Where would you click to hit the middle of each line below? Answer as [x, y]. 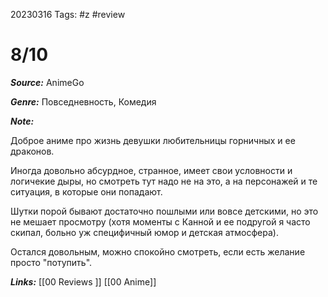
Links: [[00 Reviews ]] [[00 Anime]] [83, 281]
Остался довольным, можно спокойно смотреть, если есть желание [158, 251]
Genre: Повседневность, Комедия [83, 101]
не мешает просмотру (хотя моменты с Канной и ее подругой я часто [160, 221]
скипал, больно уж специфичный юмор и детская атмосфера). [144, 232]
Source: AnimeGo [47, 82]
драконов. [32, 151]
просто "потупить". [51, 262]
